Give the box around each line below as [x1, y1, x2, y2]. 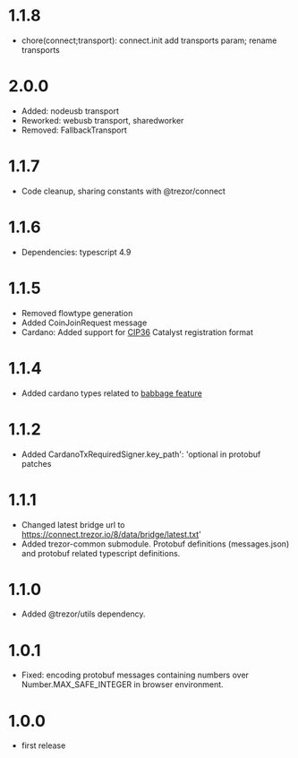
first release [21, 740, 66, 751]
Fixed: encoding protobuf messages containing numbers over [21, 669, 250, 681]
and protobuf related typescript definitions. [21, 547, 181, 558]
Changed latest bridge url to [21, 519, 126, 530]
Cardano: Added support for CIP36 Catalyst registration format [21, 326, 254, 337]
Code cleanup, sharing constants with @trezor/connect [21, 185, 226, 196]
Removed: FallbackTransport [21, 125, 127, 135]
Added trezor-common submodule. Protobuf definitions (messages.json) [21, 538, 290, 549]
